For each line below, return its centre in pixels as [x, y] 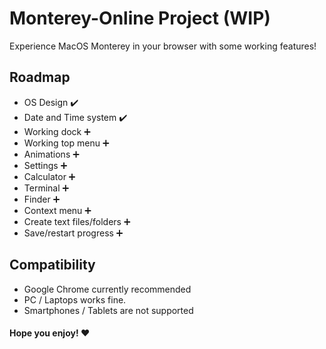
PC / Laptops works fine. [75, 299]
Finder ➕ [42, 199]
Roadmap [40, 77]
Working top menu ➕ [66, 143]
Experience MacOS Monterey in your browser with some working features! [163, 46]
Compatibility [52, 265]
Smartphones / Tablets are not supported [108, 310]
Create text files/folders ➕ [77, 221]
